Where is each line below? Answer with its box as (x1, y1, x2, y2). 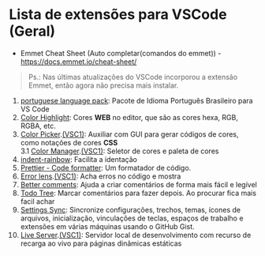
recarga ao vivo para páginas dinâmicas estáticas (20, 239, 182, 248)
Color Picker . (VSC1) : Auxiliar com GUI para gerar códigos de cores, (20, 129, 239, 139)
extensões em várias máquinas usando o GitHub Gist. (20, 221, 196, 231)
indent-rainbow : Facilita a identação (20, 154, 137, 164)
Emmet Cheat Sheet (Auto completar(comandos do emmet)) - (20, 48, 222, 58)
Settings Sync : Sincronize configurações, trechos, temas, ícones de (20, 205, 241, 214)
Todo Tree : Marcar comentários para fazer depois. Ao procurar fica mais (20, 188, 257, 198)
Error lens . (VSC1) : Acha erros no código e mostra (20, 171, 181, 181)
